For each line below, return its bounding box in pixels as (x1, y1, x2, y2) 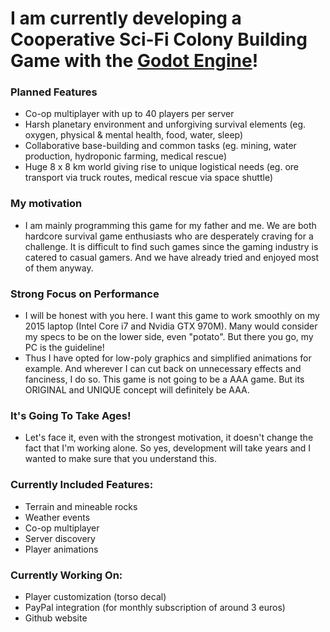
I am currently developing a (10, 7, 242, 30)
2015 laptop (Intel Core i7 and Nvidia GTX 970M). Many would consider (24, 320, 318, 332)
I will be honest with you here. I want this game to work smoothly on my (24, 310, 320, 322)
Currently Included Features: (10, 478, 154, 492)
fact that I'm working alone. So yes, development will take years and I (24, 442, 312, 454)
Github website (24, 612, 88, 624)
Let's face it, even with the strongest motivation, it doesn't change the (24, 432, 314, 444)
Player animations (24, 543, 99, 555)
